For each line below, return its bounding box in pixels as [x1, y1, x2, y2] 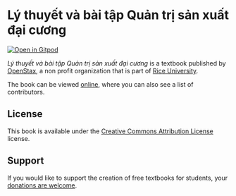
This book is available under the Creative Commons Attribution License [7, 127, 213, 135]
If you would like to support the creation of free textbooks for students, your [7, 173, 228, 182]
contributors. [7, 87, 45, 96]
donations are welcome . [7, 180, 77, 190]
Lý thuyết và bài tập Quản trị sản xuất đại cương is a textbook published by [7, 59, 227, 67]
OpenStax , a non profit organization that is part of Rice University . [7, 66, 199, 75]
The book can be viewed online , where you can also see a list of [7, 80, 194, 88]
